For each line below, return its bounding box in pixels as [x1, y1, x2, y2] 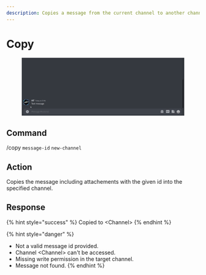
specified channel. [6, 184, 53, 192]
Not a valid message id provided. [15, 242, 99, 249]
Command [6, 127, 47, 138]
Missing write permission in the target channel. [15, 255, 134, 263]
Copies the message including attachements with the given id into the [6, 178, 183, 185]
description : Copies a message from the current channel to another [6, 10, 185, 16]
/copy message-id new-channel [6, 144, 82, 151]
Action [6, 162, 32, 172]
